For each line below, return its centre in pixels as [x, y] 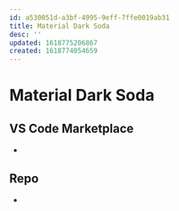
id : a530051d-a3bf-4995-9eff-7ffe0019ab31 [89, 18]
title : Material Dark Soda [60, 26]
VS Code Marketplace [72, 128]
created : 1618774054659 [54, 51]
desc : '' [26, 34]
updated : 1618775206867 [54, 43]
